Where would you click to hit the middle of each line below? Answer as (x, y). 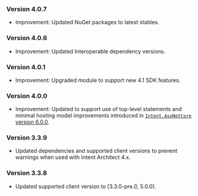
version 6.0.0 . (32, 122)
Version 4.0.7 (27, 9)
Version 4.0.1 (26, 67)
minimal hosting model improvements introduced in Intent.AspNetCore (103, 116)
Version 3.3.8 (27, 173)
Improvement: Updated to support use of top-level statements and (98, 109)
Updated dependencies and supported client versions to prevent (96, 151)
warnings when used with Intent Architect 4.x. (73, 157)
